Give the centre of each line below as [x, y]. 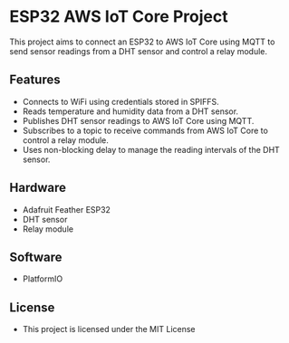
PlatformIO [43, 279]
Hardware [38, 188]
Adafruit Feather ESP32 [67, 209]
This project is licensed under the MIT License [109, 329]
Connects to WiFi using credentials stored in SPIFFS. [120, 101]
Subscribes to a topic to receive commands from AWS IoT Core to [145, 130]
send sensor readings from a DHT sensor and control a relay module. [138, 51]
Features [35, 80]
